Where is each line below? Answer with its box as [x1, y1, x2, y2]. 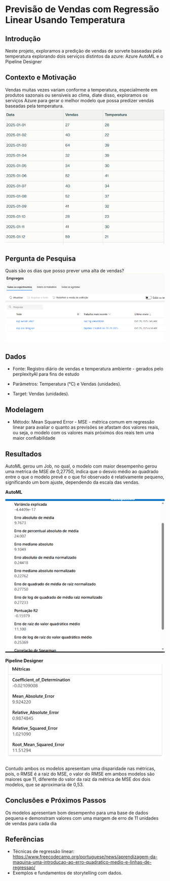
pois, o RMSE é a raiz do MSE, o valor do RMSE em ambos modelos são [5, 771, 155, 777]
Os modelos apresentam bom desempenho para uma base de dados [5, 810, 148, 816]
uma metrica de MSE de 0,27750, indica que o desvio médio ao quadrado [5, 469, 159, 474]
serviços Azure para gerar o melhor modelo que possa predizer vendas [5, 97, 154, 103]
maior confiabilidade [12, 435, 56, 441]
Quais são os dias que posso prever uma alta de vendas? [5, 267, 124, 274]
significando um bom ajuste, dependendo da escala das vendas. [5, 479, 140, 485]
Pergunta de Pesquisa [5, 254, 76, 263]
